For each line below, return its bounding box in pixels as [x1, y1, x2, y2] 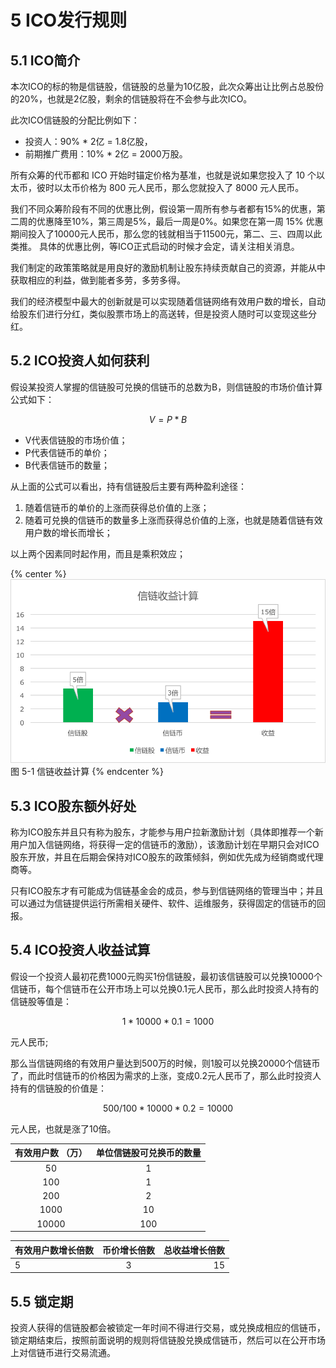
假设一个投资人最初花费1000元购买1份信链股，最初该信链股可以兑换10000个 [10, 970, 323, 982]
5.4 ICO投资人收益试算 [10, 942, 151, 959]
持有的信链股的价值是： [10, 1082, 107, 1094]
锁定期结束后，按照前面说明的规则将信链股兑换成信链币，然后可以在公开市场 [10, 1334, 326, 1346]
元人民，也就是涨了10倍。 [10, 1122, 117, 1135]
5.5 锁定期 [10, 1293, 74, 1310]
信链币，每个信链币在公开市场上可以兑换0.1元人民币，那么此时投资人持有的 [10, 982, 319, 995]
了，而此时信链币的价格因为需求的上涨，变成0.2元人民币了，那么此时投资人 [10, 1069, 322, 1081]
